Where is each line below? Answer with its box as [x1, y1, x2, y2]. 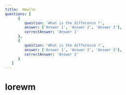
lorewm [5, 81, 36, 93]
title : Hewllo [5, 7, 36, 12]
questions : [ [5, 12, 31, 16]
